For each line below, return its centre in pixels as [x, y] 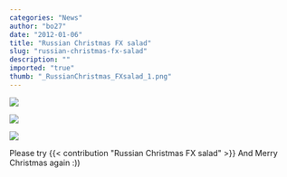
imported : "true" [42, 69]
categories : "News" [46, 18]
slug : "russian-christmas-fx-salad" [78, 51]
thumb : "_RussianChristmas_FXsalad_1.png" [91, 77]
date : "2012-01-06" [46, 34]
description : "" [40, 60]
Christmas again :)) [45, 163]
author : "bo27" [38, 26]
